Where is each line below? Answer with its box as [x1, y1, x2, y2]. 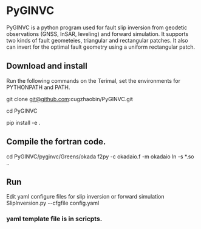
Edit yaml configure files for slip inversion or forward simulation [6, 193, 165, 200]
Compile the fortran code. [6, 136, 106, 147]
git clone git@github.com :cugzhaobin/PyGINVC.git [6, 95, 134, 102]
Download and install [6, 61, 88, 71]
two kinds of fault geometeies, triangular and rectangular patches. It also [6, 37, 188, 44]
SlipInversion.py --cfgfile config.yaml [6, 199, 100, 207]
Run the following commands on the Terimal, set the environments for [6, 77, 181, 84]
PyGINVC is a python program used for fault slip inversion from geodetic [6, 24, 188, 31]
